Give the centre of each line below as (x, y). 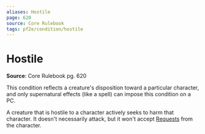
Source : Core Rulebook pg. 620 (47, 76)
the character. (24, 125)
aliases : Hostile (28, 12)
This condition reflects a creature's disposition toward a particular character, (103, 88)
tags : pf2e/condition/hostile (45, 29)
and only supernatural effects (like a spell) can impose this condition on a (99, 94)
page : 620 (19, 18)
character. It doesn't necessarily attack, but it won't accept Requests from (100, 119)
